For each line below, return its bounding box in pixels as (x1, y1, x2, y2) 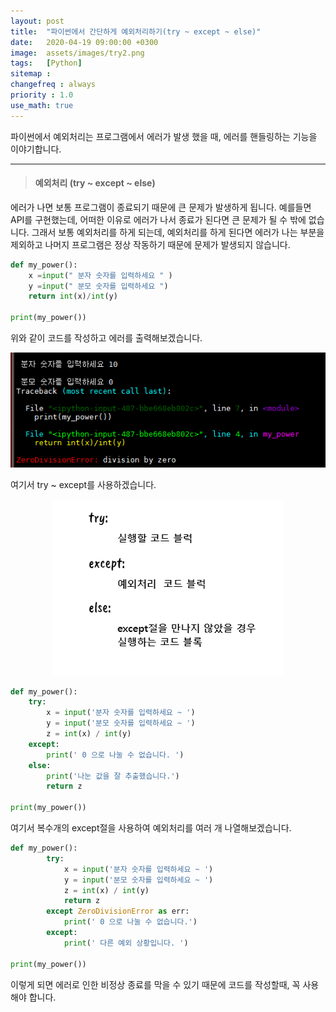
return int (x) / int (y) (28, 291, 118, 302)
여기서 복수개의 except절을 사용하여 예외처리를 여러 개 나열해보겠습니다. (10, 822, 292, 834)
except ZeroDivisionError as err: (46, 906, 190, 917)
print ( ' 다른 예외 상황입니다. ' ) (63, 938, 189, 948)
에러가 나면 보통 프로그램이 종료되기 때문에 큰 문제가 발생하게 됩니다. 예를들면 (10, 201, 312, 213)
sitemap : (10, 69, 52, 79)
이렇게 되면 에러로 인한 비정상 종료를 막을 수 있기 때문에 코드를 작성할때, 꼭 (10, 978, 301, 990)
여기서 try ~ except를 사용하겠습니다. (10, 478, 157, 490)
